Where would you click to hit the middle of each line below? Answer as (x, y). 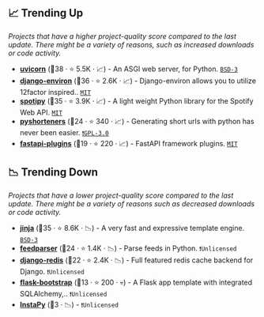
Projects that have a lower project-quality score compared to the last (121, 195)
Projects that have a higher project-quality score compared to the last (123, 36)
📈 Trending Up (46, 13)
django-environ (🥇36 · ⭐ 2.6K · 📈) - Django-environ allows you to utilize (138, 81)
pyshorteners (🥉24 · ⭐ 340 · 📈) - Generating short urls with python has (137, 121)
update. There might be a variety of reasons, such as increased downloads (131, 44)
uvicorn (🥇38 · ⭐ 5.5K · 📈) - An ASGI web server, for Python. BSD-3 (129, 69)
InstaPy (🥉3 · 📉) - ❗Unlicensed (69, 304)
